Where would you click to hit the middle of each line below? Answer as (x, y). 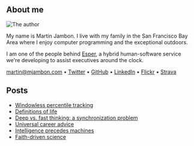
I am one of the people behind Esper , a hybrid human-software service (94, 54)
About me (25, 10)
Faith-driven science (40, 136)
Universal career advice (44, 124)
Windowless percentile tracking (54, 105)
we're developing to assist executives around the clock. (75, 60)
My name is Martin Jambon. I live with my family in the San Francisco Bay (97, 36)
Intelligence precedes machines (54, 130)
